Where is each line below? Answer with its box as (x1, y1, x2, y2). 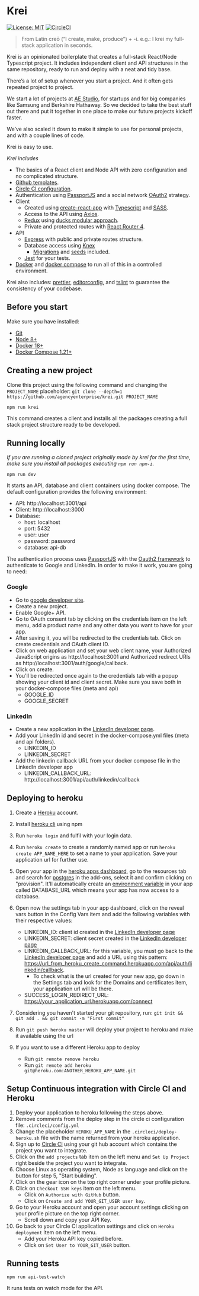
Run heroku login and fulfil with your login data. (15, 832, 133, 839)
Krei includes (7, 154, 39, 161)
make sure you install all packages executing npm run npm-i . (7, 460, 155, 467)
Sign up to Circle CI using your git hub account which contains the (15, 1141, 177, 1148)
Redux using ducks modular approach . (24, 217, 119, 224)
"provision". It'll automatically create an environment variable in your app (15, 880, 193, 887)
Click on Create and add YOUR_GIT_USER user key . (24, 1197, 146, 1204)
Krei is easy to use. (7, 143, 53, 150)
